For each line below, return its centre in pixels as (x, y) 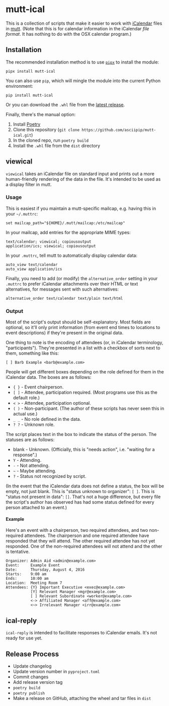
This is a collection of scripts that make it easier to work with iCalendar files (84, 23)
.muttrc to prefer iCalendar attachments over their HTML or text (72, 284)
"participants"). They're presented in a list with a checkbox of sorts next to (83, 348)
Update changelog (32, 666)
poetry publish (29, 693)
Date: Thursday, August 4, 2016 (45, 570)
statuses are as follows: (30, 440)
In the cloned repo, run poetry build (51, 140)
